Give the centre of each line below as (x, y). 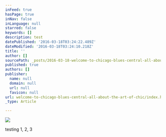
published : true (22, 65)
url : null (20, 88)
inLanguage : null (23, 23)
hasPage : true (20, 14)
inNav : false (19, 19)
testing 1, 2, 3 (19, 130)
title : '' (15, 51)
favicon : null (24, 92)
